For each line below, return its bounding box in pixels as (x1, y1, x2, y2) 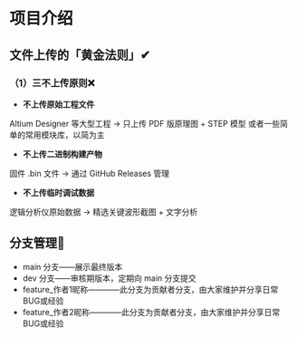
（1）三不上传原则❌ (9, 76, 95, 89)
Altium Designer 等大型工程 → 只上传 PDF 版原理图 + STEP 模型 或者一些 (9, 118, 281, 129)
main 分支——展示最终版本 (22, 261, 123, 272)
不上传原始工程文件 (22, 99, 95, 110)
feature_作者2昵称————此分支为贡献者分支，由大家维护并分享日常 (22, 306, 281, 317)
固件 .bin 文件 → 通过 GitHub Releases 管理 (9, 168, 170, 178)
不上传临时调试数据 (22, 187, 95, 197)
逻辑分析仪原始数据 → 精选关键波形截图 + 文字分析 (9, 206, 198, 217)
